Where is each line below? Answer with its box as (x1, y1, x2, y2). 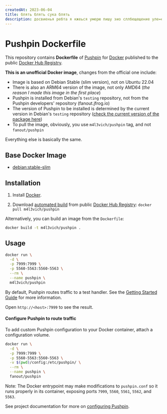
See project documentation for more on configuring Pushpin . (5, 403, 130, 409)
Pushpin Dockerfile (5, 38, 86, 49)
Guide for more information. (5, 294, 62, 300)
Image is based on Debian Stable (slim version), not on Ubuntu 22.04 (12, 79, 154, 85)
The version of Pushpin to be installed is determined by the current (12, 106, 150, 112)
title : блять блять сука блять (5, 12, 70, 17)
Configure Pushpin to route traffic (5, 315, 77, 322)
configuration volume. (5, 332, 50, 338)
